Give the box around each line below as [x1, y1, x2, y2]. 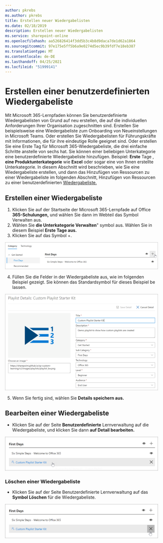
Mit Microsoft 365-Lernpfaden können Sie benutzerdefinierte [5, 112, 128, 118]
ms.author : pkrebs [5, 13, 42, 18]
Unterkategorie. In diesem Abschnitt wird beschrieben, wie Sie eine [5, 164, 140, 170]
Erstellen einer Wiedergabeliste [5, 194, 103, 202]
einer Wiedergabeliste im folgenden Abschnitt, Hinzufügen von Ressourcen [5, 174, 156, 180]
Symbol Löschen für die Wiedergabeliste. [12, 494, 96, 500]
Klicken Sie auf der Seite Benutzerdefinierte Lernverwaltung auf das [12, 489, 148, 495]
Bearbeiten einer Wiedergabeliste [5, 409, 109, 417]
